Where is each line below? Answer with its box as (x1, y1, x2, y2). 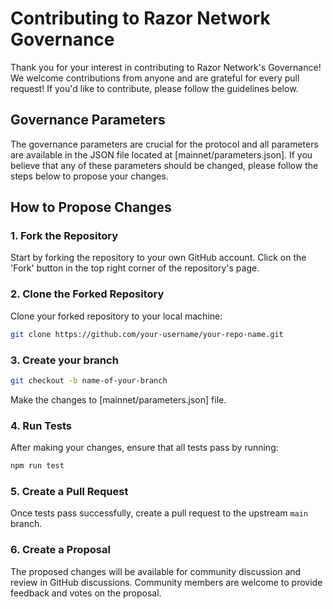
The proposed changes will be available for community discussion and (10, 565, 302, 577)
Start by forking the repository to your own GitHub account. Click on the (10, 252, 307, 264)
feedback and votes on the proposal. (10, 587, 162, 599)
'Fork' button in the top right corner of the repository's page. (10, 262, 260, 274)
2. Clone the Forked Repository (10, 287, 165, 301)
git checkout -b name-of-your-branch (10, 375, 168, 386)
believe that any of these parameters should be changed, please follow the (10, 159, 319, 171)
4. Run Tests (10, 418, 72, 432)
